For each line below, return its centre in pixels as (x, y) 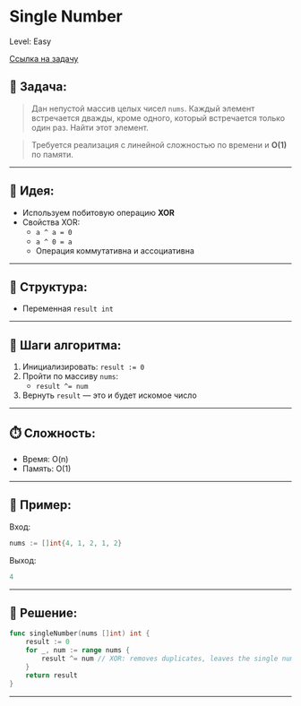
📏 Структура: (48, 287)
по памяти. (52, 154)
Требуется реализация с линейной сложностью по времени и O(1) (159, 144)
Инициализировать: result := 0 (83, 367)
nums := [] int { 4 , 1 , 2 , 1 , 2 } (66, 543)
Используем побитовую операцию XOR (98, 212)
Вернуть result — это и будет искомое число (109, 395)
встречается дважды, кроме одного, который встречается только (158, 117)
